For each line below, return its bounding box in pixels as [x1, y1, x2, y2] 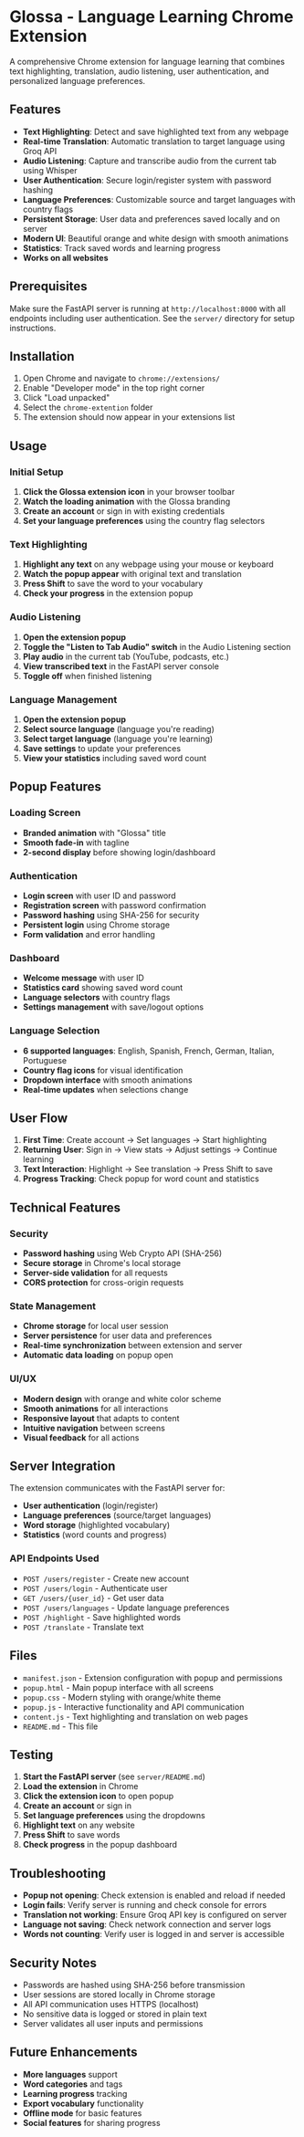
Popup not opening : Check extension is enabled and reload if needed [22, 1890, 286, 1901]
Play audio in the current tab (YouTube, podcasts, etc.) [22, 651, 230, 662]
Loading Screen [9, 806, 81, 819]
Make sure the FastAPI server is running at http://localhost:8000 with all [9, 303, 286, 314]
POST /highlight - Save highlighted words [22, 1611, 181, 1622]
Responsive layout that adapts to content [22, 1412, 180, 1423]
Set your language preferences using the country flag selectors [22, 516, 266, 527]
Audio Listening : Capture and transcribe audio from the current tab [22, 155, 277, 166]
